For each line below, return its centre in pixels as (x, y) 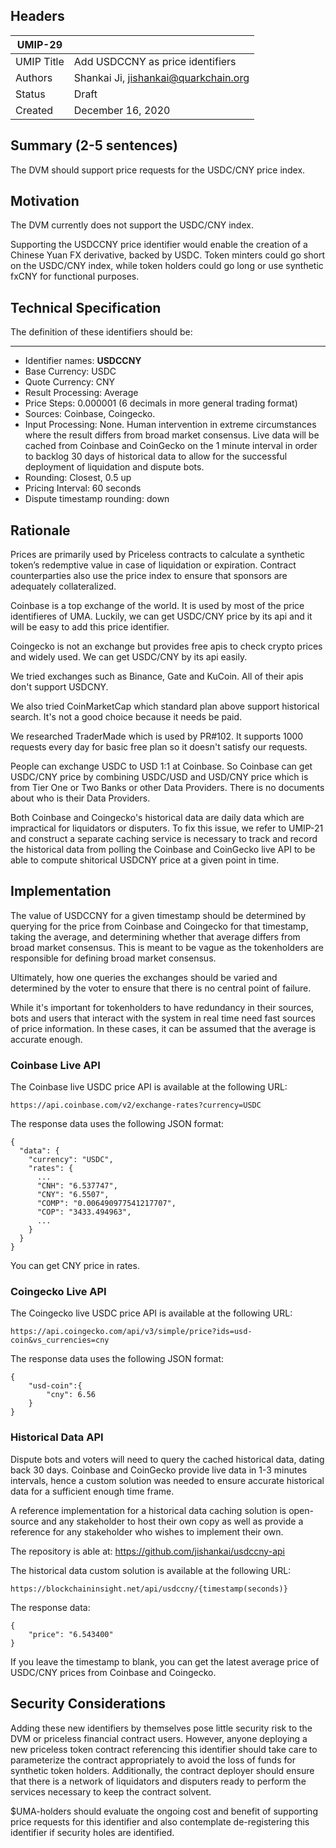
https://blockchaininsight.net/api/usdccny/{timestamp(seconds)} (149, 1589)
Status (30, 94)
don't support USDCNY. (59, 687)
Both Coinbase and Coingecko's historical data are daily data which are (157, 818)
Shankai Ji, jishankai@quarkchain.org (161, 77)
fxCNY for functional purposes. (75, 276)
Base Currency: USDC (70, 371)
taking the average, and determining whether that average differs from (155, 936)
